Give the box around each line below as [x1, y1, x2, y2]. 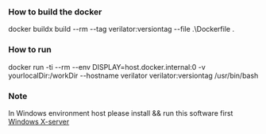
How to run [8, 44, 52, 56]
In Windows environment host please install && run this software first [8, 108, 233, 117]
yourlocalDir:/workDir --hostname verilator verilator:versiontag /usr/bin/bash [8, 71, 259, 80]
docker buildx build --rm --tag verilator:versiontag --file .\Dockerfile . [8, 25, 235, 34]
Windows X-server [8, 117, 70, 126]
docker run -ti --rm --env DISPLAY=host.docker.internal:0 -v [8, 62, 206, 71]
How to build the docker [8, 6, 102, 17]
